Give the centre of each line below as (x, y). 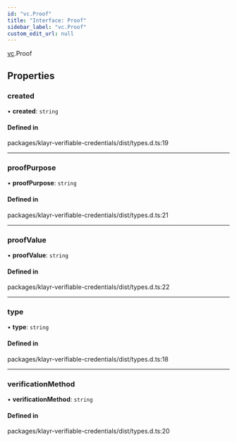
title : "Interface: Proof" (47, 20)
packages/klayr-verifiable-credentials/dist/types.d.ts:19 (88, 143)
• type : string (28, 327)
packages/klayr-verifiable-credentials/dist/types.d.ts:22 (89, 287)
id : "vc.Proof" (30, 14)
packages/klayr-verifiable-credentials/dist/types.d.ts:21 (88, 215)
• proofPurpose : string (42, 183)
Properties (31, 76)
